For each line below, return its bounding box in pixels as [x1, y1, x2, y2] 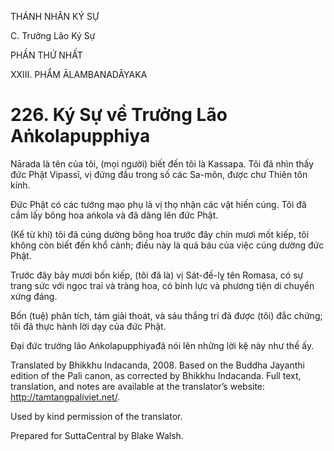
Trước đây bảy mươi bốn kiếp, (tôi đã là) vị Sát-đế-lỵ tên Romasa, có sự [10, 269, 304, 281]
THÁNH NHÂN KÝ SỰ [10, 11, 100, 22]
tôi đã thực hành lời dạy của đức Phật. [10, 320, 167, 332]
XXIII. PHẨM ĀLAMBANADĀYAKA [10, 69, 148, 80]
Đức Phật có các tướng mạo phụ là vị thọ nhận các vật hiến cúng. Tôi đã [10, 198, 307, 210]
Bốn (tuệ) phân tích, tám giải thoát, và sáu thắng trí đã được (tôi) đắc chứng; [10, 309, 323, 321]
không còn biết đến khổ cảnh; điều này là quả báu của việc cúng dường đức [10, 239, 325, 251]
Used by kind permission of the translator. [10, 410, 183, 422]
